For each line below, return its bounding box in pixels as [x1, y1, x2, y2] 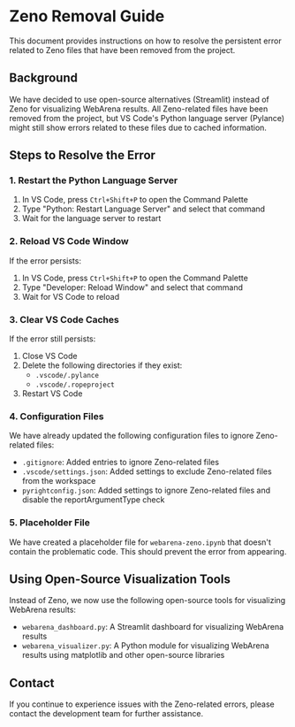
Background [9, 71, 78, 86]
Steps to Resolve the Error [9, 148, 156, 163]
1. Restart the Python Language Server [9, 174, 178, 187]
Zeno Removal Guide [9, 6, 165, 27]
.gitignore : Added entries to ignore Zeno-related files [21, 457, 219, 468]
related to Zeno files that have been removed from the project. [9, 44, 236, 55]
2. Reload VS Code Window [9, 235, 130, 248]
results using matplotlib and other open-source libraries [21, 650, 225, 661]
